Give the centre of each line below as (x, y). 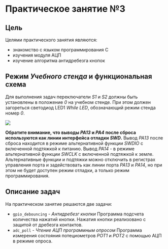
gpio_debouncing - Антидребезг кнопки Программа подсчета (78, 214)
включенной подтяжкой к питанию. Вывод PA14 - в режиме (70, 149)
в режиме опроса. (32, 241)
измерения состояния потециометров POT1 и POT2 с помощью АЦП (87, 235)
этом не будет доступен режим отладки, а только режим (67, 170)
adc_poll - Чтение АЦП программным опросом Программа (77, 230)
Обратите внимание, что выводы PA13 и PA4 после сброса (71, 132)
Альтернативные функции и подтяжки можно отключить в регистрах (80, 159)
